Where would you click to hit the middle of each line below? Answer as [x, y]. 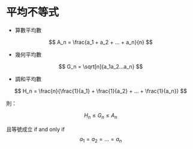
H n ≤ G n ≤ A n [101, 116]
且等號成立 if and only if [35, 129]
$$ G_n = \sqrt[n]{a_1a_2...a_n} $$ [101, 66]
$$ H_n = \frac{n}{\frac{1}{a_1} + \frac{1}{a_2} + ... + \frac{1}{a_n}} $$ [101, 91]
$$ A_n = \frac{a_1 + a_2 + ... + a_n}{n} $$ [101, 42]
